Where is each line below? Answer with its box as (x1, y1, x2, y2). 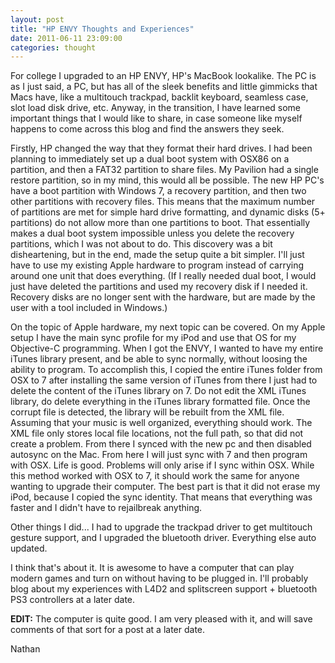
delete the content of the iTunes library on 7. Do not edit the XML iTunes (10, 385, 307, 397)
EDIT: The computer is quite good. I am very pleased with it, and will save (10, 613, 313, 625)
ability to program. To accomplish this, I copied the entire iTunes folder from (10, 364, 323, 376)
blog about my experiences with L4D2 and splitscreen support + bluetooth (10, 583, 318, 595)
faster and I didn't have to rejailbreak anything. (10, 502, 203, 514)
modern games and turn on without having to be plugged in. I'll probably (10, 572, 309, 585)
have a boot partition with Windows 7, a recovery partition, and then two (10, 185, 307, 197)
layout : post (10, 14, 65, 25)
